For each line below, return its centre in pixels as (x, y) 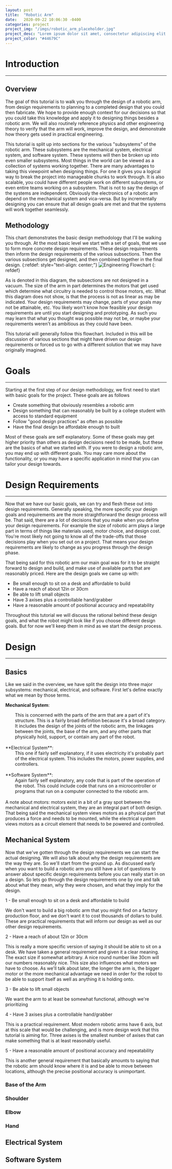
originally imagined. (26, 350)
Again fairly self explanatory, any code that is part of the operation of (88, 780)
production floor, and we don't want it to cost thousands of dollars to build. (84, 915)
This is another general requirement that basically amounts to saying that (82, 1060)
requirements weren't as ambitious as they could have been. (69, 324)
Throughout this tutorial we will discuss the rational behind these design (81, 615)
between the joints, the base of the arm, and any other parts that (83, 732)
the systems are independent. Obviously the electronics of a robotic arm (82, 193)
